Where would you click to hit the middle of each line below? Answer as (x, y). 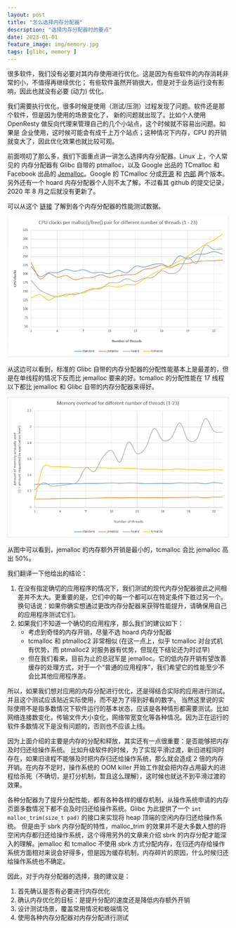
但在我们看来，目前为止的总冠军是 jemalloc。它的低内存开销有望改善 (127, 659)
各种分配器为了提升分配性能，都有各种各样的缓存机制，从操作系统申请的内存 (118, 800)
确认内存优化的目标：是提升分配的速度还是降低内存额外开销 (104, 900)
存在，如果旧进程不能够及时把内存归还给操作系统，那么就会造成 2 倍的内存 (116, 759)
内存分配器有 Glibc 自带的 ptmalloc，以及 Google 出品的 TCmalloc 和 (120, 165)
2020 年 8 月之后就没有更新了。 (53, 191)
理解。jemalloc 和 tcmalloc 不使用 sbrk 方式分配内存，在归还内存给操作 (122, 844)
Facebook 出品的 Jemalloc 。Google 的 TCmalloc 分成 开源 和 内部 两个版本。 (118, 174)
